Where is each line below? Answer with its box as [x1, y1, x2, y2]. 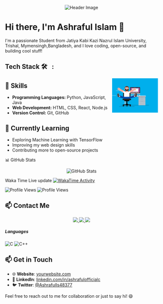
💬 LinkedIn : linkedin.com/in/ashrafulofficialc [12, 276, 100, 282]
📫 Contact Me [5, 202, 50, 210]
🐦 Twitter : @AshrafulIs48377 [12, 282, 73, 287]
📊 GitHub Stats [5, 157, 36, 163]
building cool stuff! [5, 48, 43, 53]
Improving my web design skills [12, 142, 75, 148]
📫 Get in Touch [5, 255, 53, 264]
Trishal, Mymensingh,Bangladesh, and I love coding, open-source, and [5, 43, 147, 49]
